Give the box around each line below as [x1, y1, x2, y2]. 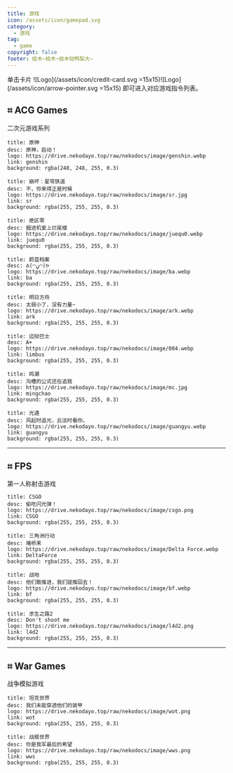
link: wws [7, 754, 36, 761]
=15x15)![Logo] [138, 75, 182, 83]
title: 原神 [7, 139, 40, 146]
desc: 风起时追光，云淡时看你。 [7, 417, 88, 424]
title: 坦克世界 [7, 695, 50, 702]
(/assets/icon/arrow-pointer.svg [7, 84, 98, 92]
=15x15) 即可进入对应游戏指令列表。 [99, 84, 202, 92]
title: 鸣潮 [7, 371, 40, 377]
